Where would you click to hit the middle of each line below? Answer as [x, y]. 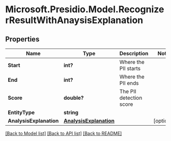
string [71, 112]
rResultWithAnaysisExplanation [74, 20]
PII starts [130, 68]
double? [74, 98]
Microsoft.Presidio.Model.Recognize [85, 9]
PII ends [129, 83]
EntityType [21, 112]
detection [131, 98]
